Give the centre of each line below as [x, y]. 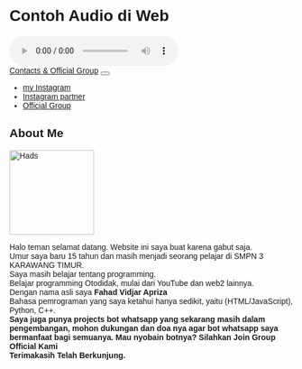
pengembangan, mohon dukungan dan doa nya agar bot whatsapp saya [144, 328]
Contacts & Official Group [54, 70]
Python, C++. [32, 310]
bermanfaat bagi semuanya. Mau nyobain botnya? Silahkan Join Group [143, 337]
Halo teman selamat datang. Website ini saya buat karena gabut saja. [131, 247]
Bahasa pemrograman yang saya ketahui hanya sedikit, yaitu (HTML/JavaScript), [151, 301]
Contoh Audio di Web [89, 16]
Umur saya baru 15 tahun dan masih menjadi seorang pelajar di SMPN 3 [137, 256]
